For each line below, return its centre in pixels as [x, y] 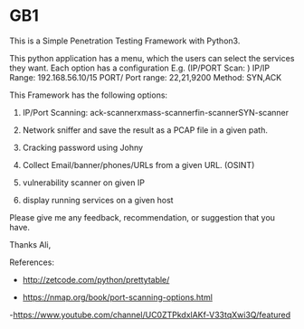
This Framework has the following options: [89, 95]
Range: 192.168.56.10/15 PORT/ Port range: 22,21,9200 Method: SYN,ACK [146, 77]
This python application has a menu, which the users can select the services [152, 58]
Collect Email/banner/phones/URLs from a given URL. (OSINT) [138, 164]
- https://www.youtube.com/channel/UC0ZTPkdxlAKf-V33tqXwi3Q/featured [150, 315]
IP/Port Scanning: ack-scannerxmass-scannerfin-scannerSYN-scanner [156, 112]
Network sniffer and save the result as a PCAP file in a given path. [145, 130]
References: [32, 262]
